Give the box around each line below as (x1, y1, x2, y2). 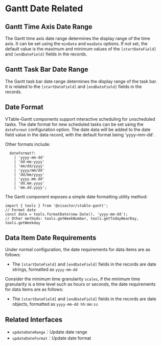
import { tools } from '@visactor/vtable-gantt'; (5, 203, 109, 208)
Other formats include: (5, 141, 50, 147)
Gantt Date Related (5, 3, 83, 14)
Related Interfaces (5, 315, 63, 324)
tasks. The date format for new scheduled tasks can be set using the (5, 121, 144, 127)
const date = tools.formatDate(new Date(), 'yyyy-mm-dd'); (5, 212, 128, 216)
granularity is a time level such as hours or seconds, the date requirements (5, 281, 156, 287)
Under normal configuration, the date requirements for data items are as (5, 246, 151, 253)
